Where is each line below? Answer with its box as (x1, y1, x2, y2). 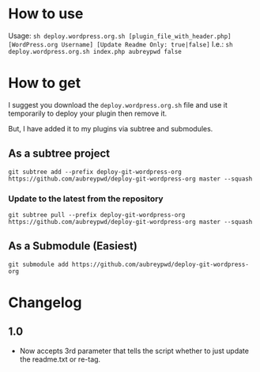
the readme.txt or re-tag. (19, 354, 101, 364)
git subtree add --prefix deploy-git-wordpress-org (8, 168, 182, 176)
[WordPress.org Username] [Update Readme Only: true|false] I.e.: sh (8, 39, 233, 48)
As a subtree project (8, 147, 111, 161)
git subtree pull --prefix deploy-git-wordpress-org (8, 211, 186, 218)
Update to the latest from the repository (8, 193, 164, 204)
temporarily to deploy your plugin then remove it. (8, 108, 168, 118)
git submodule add (8, 260, 69, 268)
